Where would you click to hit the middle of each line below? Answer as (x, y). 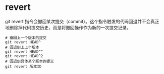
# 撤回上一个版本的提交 (26, 38)
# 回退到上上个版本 (22, 47)
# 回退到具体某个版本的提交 (30, 61)
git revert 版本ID (23, 66)
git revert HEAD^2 (24, 56)
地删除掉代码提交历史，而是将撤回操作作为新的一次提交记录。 (68, 27)
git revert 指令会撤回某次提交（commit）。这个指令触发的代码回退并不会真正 (82, 21)
